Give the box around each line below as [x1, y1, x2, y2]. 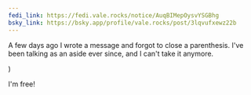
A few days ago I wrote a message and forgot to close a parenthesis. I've [8, 40, 244, 49]
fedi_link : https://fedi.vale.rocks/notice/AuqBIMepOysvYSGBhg [8, 11, 220, 20]
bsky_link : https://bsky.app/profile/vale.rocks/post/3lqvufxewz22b [8, 19, 237, 27]
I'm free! [8, 79, 35, 89]
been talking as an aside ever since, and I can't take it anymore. [8, 49, 214, 58]
